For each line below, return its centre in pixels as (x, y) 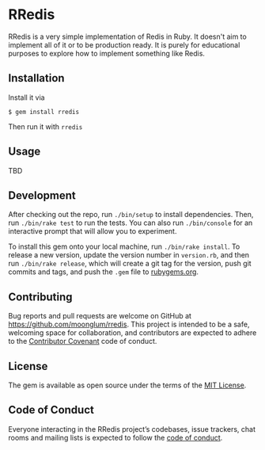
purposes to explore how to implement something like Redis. (107, 53)
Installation (36, 78)
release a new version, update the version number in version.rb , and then (129, 255)
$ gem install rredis (44, 112)
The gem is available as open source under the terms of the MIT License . (127, 385)
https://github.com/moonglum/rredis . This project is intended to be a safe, (129, 324)
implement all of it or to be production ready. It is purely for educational (124, 44)
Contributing (40, 297)
